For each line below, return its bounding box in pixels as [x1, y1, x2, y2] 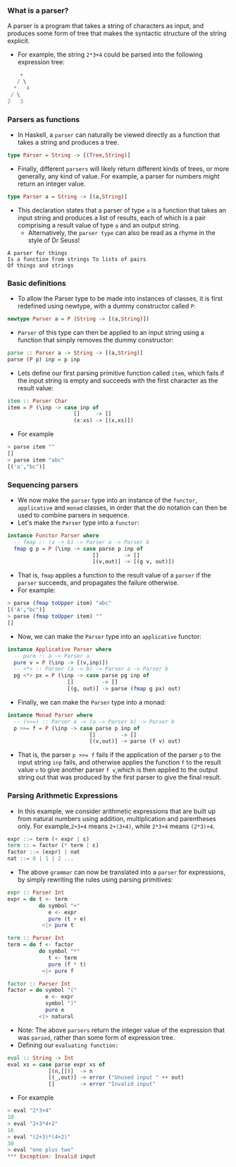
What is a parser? [7, 6, 69, 16]
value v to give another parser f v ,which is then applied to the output [17, 765, 218, 774]
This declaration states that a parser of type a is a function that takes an [17, 205, 227, 214]
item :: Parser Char [7, 397, 68, 405]
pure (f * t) [48, 961, 87, 968]
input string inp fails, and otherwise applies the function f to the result [17, 758, 221, 767]
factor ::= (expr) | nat [7, 849, 80, 856]
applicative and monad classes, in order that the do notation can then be [17, 503, 228, 512]
